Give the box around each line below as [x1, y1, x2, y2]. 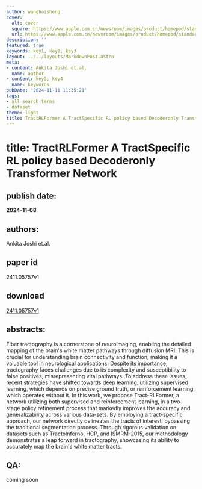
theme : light [6, 110, 39, 116]
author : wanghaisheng [6, 8, 61, 15]
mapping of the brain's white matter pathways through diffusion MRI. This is [6, 347, 194, 354]
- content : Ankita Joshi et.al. [6, 64, 87, 71]
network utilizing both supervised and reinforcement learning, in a [6, 398, 170, 405]
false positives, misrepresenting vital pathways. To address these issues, [6, 372, 187, 379]
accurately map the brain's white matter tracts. [6, 443, 122, 450]
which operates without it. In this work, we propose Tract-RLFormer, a [6, 391, 179, 399]
